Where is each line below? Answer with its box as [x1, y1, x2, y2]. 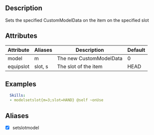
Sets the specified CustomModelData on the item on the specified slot [5, 17, 150, 23]
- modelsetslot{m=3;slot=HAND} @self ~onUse [9, 98, 104, 103]
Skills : [9, 93, 26, 98]
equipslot [7, 63, 30, 70]
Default [127, 46, 146, 53]
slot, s [34, 63, 48, 70]
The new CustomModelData [57, 55, 123, 62]
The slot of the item [57, 63, 103, 70]
